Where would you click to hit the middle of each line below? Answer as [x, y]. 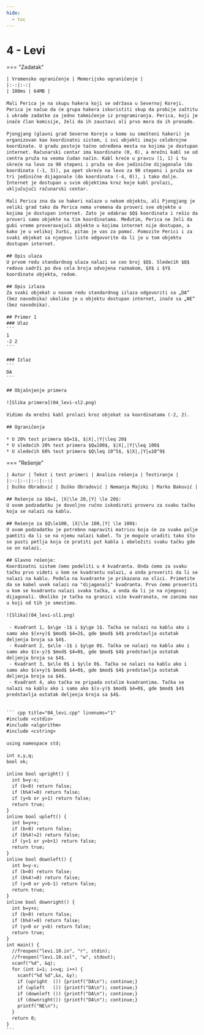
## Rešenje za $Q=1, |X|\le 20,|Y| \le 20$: [64, 499]
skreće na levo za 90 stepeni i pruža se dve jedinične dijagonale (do [99, 165]
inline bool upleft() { [37, 817]
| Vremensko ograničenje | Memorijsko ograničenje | [75, 79]
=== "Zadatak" [25, 67]
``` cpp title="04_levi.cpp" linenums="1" [61, 713]
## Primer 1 [21, 318]
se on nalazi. [24, 548]
